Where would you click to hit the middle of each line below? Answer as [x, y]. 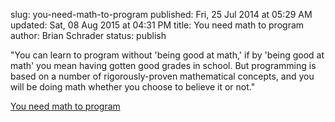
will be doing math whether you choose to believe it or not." [133, 87]
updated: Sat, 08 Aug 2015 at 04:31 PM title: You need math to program [157, 25]
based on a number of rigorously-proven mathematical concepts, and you [162, 76]
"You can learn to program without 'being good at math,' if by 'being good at [167, 55]
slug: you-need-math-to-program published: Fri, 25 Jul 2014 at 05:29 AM [161, 14]
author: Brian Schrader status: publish [88, 35]
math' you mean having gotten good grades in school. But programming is [163, 65]
